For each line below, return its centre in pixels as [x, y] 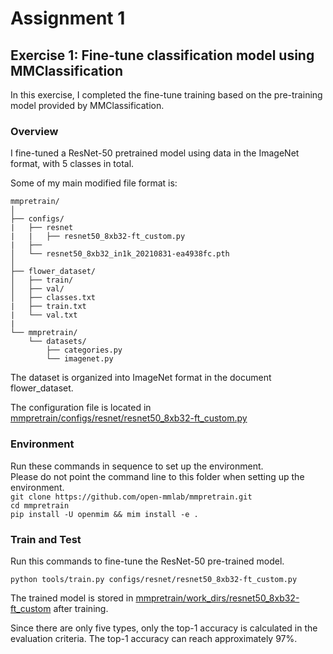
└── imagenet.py [80, 359]
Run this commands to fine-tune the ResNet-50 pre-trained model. [147, 561]
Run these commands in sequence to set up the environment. [137, 466]
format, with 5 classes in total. [72, 164]
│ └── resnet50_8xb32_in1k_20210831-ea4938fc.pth [120, 254]
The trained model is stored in [72, 598]
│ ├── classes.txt [53, 298]
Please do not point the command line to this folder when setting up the [157, 476]
